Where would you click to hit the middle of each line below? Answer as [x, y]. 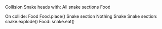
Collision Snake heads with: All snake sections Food [58, 7]
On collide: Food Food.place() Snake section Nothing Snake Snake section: [81, 16]
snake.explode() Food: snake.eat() [40, 22]
